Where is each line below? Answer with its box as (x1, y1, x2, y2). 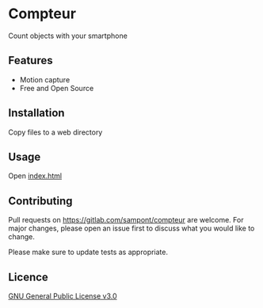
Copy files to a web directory (8, 127, 103, 137)
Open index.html (8, 171, 62, 181)
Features (8, 54, 53, 67)
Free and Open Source (19, 83, 94, 93)
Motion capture (19, 74, 71, 84)
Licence (8, 270, 49, 283)
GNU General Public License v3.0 (8, 291, 117, 301)
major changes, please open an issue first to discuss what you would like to (8, 223, 255, 234)
